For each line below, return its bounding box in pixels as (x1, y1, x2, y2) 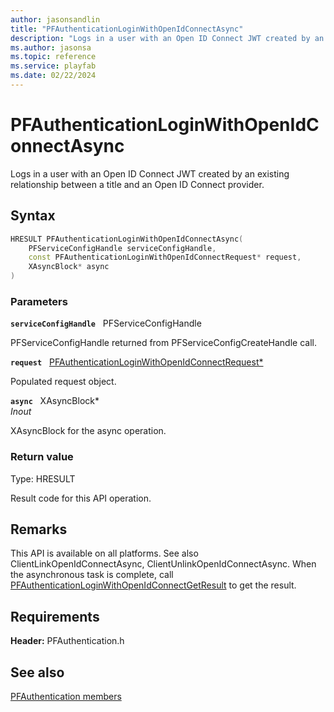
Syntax (10, 207, 56, 225)
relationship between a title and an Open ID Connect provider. (10, 178, 265, 190)
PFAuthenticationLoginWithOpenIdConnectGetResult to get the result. (10, 579, 297, 591)
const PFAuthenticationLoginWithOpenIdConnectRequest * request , (28, 252, 302, 263)
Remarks (10, 521, 68, 538)
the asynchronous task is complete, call (10, 569, 174, 581)
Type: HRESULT (10, 472, 76, 485)
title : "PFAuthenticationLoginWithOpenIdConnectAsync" (10, 24, 244, 34)
